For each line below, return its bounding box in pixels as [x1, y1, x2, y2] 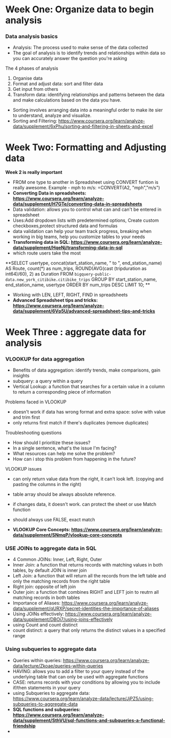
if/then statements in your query [12, 684, 81, 691]
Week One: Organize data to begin [5, 4, 154, 15]
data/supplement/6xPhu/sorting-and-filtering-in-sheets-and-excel [12, 123, 154, 129]
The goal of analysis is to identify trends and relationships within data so [12, 50, 165, 56]
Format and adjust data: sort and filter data [12, 81, 103, 87]
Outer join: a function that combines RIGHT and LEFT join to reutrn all [12, 589, 159, 595]
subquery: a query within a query [12, 378, 83, 384]
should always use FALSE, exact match [12, 516, 96, 522]
